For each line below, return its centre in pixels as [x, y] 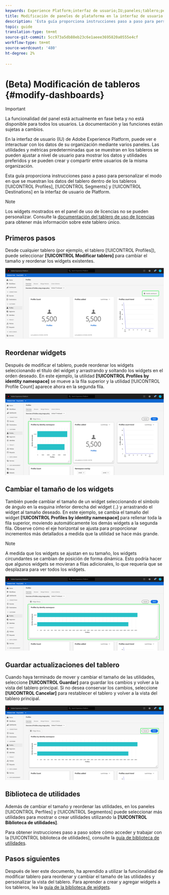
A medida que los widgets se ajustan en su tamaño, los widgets [71, 553]
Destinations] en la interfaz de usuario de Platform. [58, 192]
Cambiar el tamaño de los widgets [60, 489]
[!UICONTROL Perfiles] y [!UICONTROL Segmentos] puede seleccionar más [84, 812]
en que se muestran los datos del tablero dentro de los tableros [71, 181]
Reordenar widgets [36, 353]
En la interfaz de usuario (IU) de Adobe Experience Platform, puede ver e [81, 139]
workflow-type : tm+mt [28, 43]
